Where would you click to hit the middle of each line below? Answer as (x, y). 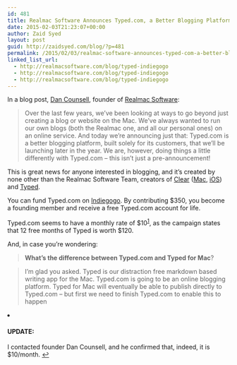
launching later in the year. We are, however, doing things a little (117, 151)
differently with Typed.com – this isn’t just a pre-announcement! (117, 158)
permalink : (23, 54)
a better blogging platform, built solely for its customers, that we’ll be (124, 143)
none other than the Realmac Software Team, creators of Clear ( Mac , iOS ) (115, 179)
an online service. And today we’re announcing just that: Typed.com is (127, 136)
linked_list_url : (33, 60)
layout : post (26, 40)
